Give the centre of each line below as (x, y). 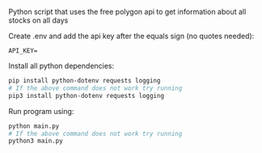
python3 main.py (36, 141)
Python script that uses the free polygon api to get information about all (127, 12)
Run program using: (41, 111)
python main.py (34, 126)
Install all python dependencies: (61, 66)
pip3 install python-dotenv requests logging (86, 96)
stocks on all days (38, 20)
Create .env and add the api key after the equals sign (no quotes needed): (131, 36)
